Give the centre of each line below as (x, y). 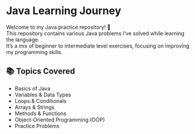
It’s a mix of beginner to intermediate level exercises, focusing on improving (98, 46)
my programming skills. (34, 52)
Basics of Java (32, 88)
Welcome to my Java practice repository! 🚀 (58, 27)
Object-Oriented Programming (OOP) (60, 119)
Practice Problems (37, 126)
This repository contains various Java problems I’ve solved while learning (95, 33)
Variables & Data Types (43, 95)
